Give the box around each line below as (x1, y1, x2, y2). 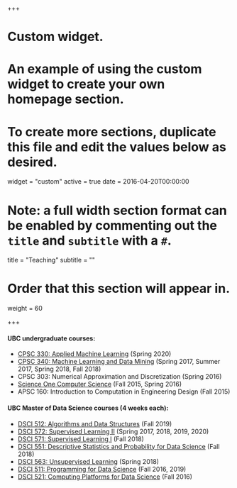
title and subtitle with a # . (7, 232, 172, 248)
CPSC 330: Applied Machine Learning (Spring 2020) (17, 350, 172, 358)
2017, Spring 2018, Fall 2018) (17, 365, 101, 373)
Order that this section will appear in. (7, 281, 231, 296)
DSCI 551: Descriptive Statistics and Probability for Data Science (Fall (17, 442, 220, 450)
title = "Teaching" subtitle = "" (7, 256, 96, 265)
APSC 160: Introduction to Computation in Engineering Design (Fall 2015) (17, 387, 231, 396)
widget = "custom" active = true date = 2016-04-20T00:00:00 (7, 177, 189, 186)
